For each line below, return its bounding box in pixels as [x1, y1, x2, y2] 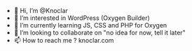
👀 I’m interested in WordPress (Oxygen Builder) [13, 14, 151, 22]
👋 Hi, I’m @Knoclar [13, 7, 69, 14]
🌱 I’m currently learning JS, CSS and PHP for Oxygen [13, 21, 167, 29]
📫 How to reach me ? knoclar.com [13, 37, 114, 44]
